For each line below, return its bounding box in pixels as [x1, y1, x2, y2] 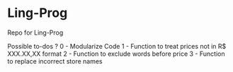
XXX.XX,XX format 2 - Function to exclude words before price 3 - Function [7, 49, 225, 58]
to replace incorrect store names [7, 56, 103, 65]
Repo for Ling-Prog [7, 28, 64, 37]
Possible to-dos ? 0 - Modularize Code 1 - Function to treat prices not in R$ [7, 42, 227, 50]
